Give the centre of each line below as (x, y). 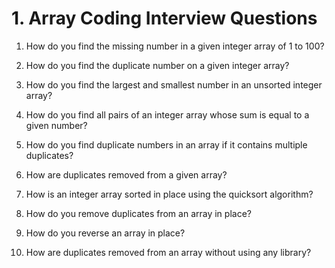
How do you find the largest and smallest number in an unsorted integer (174, 84)
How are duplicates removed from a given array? (126, 174)
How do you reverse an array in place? (105, 233)
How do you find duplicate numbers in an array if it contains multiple (166, 144)
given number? (56, 125)
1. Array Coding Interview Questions (164, 18)
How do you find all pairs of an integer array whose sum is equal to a (167, 114)
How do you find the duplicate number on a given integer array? (157, 65)
